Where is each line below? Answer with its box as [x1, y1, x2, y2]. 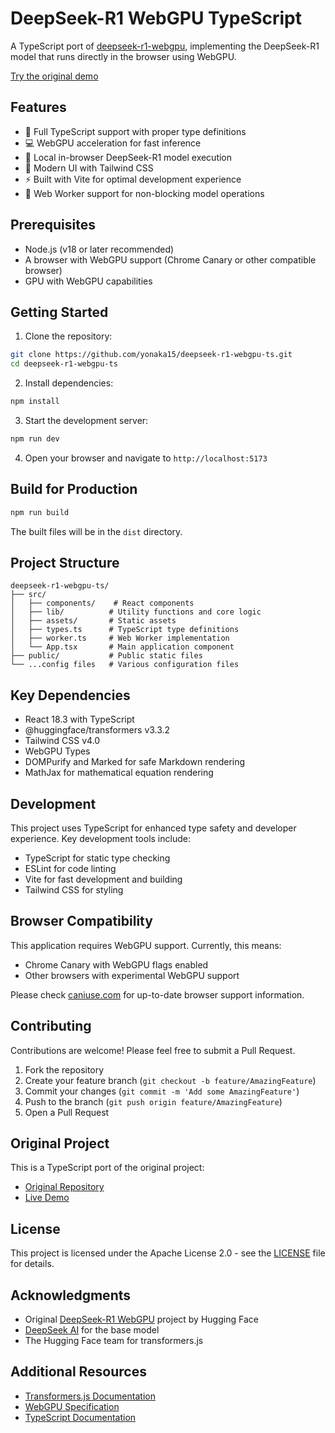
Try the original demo [10, 70, 99, 82]
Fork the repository [24, 1063, 105, 1076]
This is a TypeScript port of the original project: [10, 1162, 205, 1174]
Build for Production [10, 481, 138, 498]
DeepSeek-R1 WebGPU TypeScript [10, 7, 302, 30]
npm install [10, 397, 60, 407]
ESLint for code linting [24, 863, 117, 874]
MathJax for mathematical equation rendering [24, 767, 214, 779]
